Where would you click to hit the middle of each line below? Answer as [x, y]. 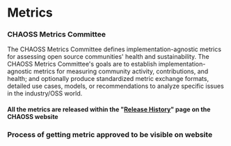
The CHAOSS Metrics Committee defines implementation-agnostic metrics [114, 49]
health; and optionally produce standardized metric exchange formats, [108, 79]
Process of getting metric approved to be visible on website [110, 135]
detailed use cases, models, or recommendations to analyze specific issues [115, 86]
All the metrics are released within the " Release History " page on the [109, 109]
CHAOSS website [33, 117]
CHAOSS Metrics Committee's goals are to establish [82, 64]
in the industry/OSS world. [45, 93]
